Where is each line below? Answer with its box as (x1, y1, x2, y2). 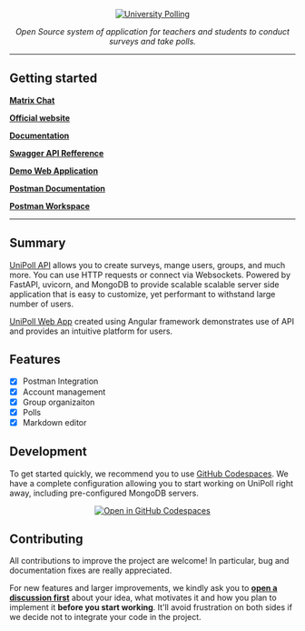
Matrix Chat (9, 95, 55, 105)
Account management (22, 386, 106, 397)
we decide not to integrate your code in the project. (9, 612, 202, 623)
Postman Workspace (9, 200, 91, 211)
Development (9, 444, 88, 459)
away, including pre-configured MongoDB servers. (9, 487, 200, 498)
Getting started (9, 71, 98, 86)
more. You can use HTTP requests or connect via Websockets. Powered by (9, 269, 291, 280)
